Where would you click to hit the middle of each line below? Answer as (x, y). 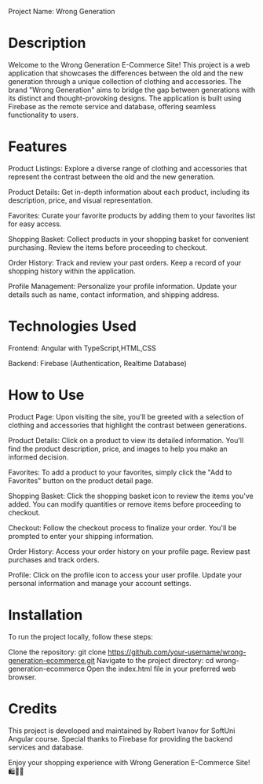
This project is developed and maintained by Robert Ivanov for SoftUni (122, 731)
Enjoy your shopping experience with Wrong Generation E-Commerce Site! (129, 762)
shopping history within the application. (72, 271)
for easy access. (35, 224)
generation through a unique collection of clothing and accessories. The (125, 81)
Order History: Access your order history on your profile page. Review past (129, 551)
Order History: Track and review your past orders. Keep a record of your (125, 262)
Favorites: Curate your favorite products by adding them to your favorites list (132, 215)
